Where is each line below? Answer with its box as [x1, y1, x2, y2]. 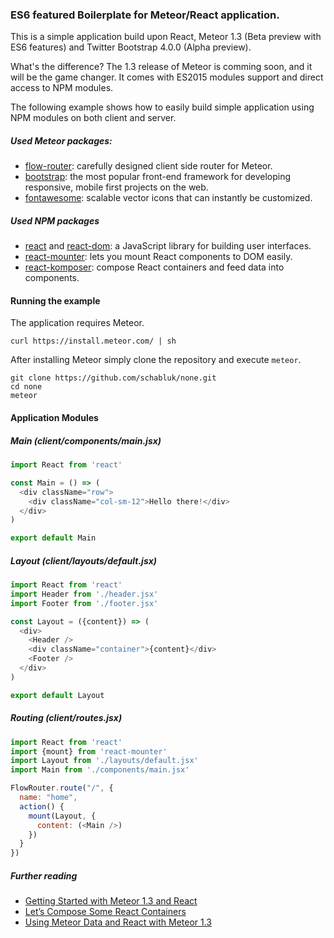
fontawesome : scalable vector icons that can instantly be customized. [24, 192, 313, 204]
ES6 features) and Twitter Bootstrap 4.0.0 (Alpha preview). [10, 41, 252, 53]
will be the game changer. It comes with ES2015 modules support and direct [10, 71, 324, 83]
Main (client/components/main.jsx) [10, 434, 162, 447]
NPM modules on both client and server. [10, 112, 177, 124]
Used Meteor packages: [10, 134, 113, 147]
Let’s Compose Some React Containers [24, 906, 187, 918]
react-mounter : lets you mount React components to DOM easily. [24, 251, 293, 263]
